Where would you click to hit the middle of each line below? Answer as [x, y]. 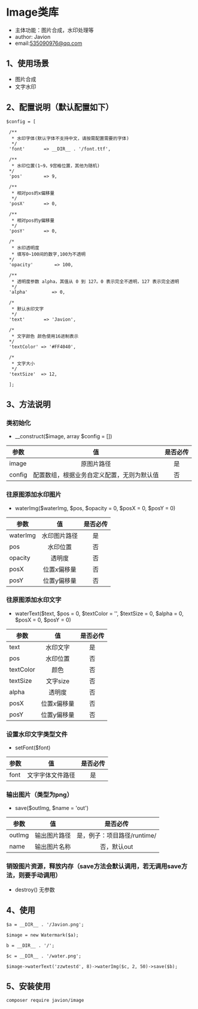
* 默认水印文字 [28, 309]
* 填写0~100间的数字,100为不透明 [48, 254]
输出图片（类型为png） [40, 795]
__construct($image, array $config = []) [63, 436]
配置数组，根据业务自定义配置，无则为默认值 [96, 475]
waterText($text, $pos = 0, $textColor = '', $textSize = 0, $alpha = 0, [99, 613]
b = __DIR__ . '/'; [31, 945]
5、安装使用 [28, 986]
